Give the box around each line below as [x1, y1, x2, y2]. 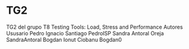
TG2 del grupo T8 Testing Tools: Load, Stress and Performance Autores [6, 23, 184, 30]
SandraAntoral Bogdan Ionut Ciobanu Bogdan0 [6, 36, 122, 43]
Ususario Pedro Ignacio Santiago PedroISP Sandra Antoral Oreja [6, 29, 164, 36]
